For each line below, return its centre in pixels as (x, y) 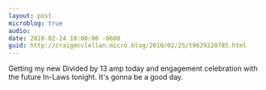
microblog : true (35, 23)
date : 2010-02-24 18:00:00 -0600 (64, 38)
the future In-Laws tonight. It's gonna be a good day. (96, 77)
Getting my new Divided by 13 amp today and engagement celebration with (133, 68)
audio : (19, 31)
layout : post (30, 16)
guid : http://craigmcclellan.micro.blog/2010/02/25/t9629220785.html (128, 46)
